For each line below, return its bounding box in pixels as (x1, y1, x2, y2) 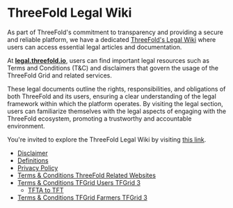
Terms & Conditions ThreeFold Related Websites (17, 171, 156, 179)
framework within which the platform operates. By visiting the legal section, (7, 99, 224, 107)
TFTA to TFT (27, 186, 64, 194)
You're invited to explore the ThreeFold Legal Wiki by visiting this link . (7, 135, 207, 144)
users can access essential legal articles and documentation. (7, 43, 182, 51)
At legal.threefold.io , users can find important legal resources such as (7, 56, 210, 64)
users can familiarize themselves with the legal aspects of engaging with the (7, 107, 227, 115)
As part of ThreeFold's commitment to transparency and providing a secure (7, 28, 224, 36)
